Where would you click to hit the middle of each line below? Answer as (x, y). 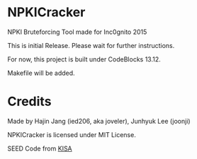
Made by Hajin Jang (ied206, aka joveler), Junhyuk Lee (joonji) (99, 121)
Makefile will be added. (41, 73)
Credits (29, 101)
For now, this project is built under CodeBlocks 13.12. (84, 59)
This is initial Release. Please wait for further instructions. (91, 45)
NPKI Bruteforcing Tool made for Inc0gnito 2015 (77, 32)
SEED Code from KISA (40, 148)
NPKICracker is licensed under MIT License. (72, 134)
